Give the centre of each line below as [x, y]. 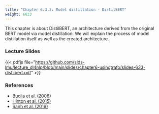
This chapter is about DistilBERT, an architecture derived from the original [79, 28]
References [19, 85]
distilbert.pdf [18, 72]
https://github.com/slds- [60, 62]
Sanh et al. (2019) [30, 107]
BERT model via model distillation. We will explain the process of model [77, 33]
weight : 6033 [18, 14]
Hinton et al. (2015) [32, 101]
